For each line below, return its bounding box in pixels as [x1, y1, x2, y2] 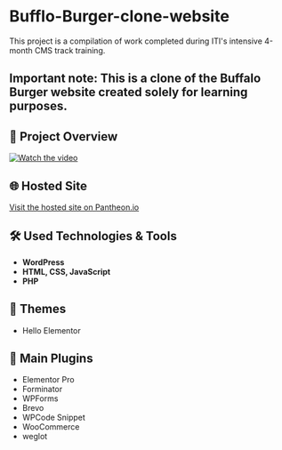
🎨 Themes [9, 301, 67, 317]
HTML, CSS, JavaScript [21, 266, 111, 277]
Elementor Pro [21, 374, 75, 385]
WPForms [21, 393, 59, 404]
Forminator [21, 384, 63, 395]
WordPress [21, 256, 65, 268]
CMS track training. [34, 44, 106, 55]
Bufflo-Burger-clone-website [9, 6, 230, 27]
